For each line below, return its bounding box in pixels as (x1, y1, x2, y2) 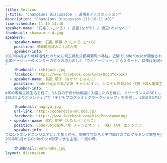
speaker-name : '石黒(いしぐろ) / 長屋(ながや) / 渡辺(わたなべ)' (5, 26, 131, 31)
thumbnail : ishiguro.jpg (14, 68, 66, 73)
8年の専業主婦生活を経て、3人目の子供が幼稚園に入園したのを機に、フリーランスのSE (5, 90, 155, 95)
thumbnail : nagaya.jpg (14, 104, 61, 109)
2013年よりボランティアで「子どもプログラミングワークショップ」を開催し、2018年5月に (5, 95, 162, 100)
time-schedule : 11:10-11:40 (5, 21, 64, 26)
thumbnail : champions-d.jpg (5, 30, 64, 35)
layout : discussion (5, 151, 46, 156)
